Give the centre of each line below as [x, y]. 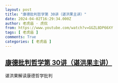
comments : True [21, 37]
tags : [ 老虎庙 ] [22, 32]
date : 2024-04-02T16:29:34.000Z [38, 19]
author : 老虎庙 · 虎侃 [27, 23]
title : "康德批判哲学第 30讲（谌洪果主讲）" [46, 14]
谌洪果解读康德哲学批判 [29, 75]
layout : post [18, 10]
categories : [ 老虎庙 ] [28, 42]
